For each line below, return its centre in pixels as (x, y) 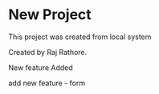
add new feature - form (47, 83)
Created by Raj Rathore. (48, 52)
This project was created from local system (80, 37)
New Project (50, 15)
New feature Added (41, 67)
